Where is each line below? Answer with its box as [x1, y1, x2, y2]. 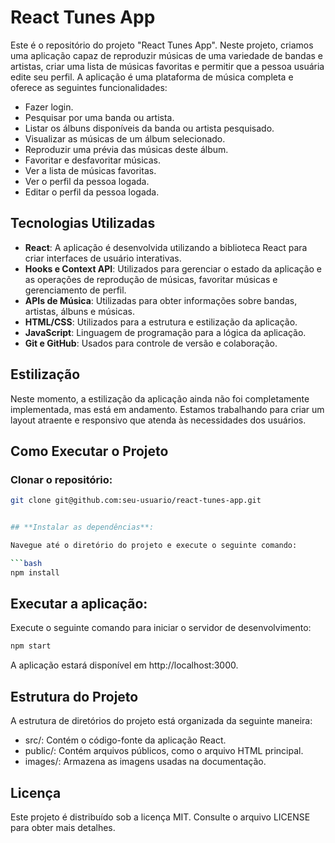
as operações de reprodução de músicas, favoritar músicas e [24, 273, 278, 285]
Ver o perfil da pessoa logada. [24, 175, 150, 187]
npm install [10, 567, 60, 578]
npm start [10, 641, 52, 651]
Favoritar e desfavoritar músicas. [24, 154, 161, 166]
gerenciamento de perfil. [24, 284, 127, 296]
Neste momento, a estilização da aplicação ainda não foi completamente [10, 392, 310, 405]
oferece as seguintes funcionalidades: [10, 81, 168, 93]
